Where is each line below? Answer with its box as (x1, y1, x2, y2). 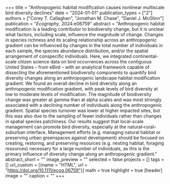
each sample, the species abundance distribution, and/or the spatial (5, 48, 149, 54)
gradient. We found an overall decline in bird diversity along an (5, 80, 137, 86)
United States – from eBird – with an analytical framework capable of (5, 64, 150, 70)
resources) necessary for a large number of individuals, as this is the (5, 146, 150, 151)
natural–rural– (127, 124, 157, 130)
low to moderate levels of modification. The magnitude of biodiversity (5, 91, 152, 97)
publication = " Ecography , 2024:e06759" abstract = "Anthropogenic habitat (5, 20, 165, 27)
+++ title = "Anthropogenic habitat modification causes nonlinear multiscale (5, 5, 165, 10)
